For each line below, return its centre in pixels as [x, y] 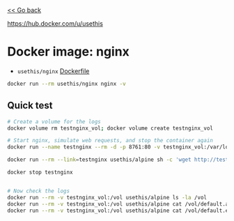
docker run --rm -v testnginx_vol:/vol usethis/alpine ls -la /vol [107, 197]
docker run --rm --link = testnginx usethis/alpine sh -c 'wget [99, 160]
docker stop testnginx [40, 172]
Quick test [30, 106]
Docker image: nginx [69, 52]
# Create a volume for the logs [54, 121]
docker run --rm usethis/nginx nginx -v [67, 84]
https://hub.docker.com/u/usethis [55, 23]
